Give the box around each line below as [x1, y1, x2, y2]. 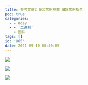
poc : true [5, 12, 25, 17]
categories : [5, 16, 29, 21]
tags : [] [5, 34, 23, 39]
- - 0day [9, 20, 27, 26]
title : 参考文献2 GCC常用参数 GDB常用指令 [5, 7, 83, 12]
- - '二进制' [9, 25, 34, 30]
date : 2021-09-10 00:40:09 [5, 43, 59, 48]
